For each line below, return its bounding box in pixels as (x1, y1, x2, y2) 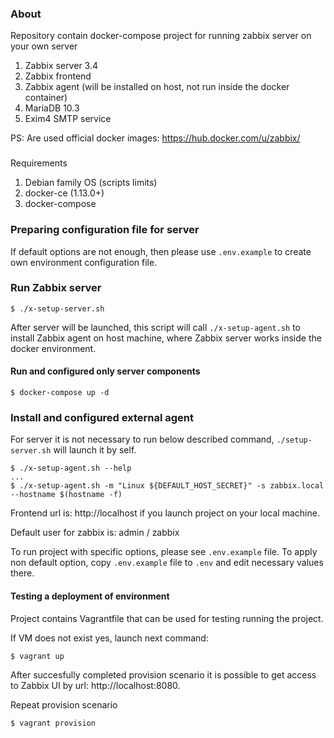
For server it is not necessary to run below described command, (10, 433, 275, 446)
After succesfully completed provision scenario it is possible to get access (10, 668, 317, 681)
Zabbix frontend (24, 70, 92, 82)
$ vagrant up (10, 651, 65, 661)
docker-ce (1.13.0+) (24, 187, 105, 199)
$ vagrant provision (10, 718, 97, 728)
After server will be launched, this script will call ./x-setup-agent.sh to (10, 321, 301, 333)
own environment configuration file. (10, 256, 158, 268)
